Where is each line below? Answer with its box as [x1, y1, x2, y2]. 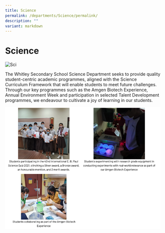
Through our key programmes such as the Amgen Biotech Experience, [5, 87, 148, 93]
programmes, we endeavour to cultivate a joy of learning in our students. [5, 98, 153, 103]
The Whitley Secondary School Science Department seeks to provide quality [5, 71, 161, 77]
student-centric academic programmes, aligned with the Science [5, 76, 137, 82]
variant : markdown [5, 24, 43, 29]
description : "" [5, 18, 38, 23]
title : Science [5, 8, 36, 13]
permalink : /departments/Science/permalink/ [5, 13, 98, 18]
